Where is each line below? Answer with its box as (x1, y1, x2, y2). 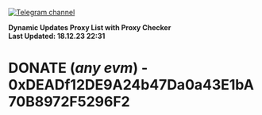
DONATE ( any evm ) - (8, 59, 148, 77)
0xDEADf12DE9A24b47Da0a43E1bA (8, 76, 254, 94)
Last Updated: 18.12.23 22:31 (8, 32, 106, 40)
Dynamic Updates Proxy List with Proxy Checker (8, 23, 171, 32)
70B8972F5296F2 (8, 93, 130, 111)
